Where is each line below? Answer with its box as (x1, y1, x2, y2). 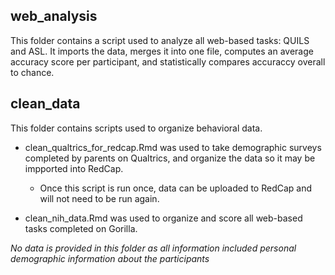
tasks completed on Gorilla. (24, 222, 138, 234)
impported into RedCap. (24, 162, 124, 174)
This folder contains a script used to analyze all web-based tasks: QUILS (10, 34, 310, 46)
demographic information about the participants (10, 252, 210, 264)
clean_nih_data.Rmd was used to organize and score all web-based (24, 212, 303, 224)
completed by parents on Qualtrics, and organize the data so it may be (24, 152, 316, 164)
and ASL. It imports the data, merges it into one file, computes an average (10, 45, 314, 57)
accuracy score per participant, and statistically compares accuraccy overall (10, 55, 326, 68)
